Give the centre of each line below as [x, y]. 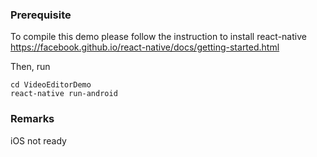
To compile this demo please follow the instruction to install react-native [158, 37]
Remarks [32, 119]
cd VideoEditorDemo [51, 85]
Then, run [30, 67]
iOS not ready [38, 140]
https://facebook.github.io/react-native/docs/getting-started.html [145, 47]
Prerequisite [41, 15]
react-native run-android [64, 94]
